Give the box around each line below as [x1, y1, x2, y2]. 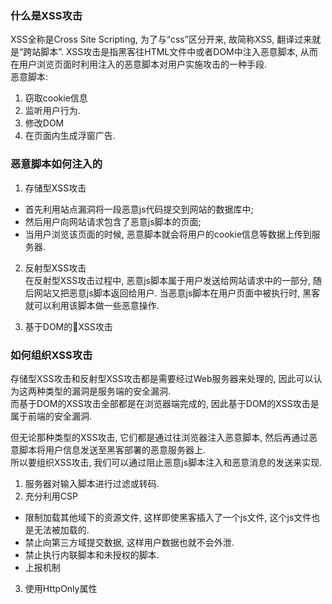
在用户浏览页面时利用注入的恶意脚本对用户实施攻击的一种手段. [10, 58, 268, 71]
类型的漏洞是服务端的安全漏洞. [44, 385, 172, 397]
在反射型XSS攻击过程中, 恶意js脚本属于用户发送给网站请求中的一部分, [24, 274, 311, 286]
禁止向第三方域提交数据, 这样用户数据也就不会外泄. [24, 536, 235, 548]
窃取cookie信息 [24, 92, 88, 104]
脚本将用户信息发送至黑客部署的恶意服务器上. [18, 443, 207, 456]
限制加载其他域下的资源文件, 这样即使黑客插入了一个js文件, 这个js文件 [24, 511, 312, 523]
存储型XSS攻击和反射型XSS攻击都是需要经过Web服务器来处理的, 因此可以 [10, 372, 314, 384]
